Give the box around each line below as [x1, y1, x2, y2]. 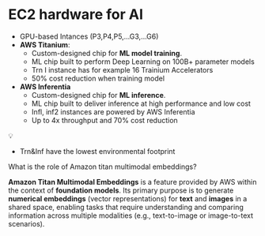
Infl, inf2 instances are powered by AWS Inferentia [31, 107, 195, 116]
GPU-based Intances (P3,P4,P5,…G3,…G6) [19, 32, 159, 41]
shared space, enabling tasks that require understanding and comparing [8, 202, 244, 212]
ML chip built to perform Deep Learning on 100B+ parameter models [31, 57, 255, 66]
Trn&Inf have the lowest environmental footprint [19, 146, 176, 155]
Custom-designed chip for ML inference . [31, 90, 166, 99]
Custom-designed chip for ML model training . [31, 48, 183, 58]
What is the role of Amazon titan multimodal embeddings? [8, 162, 197, 171]
